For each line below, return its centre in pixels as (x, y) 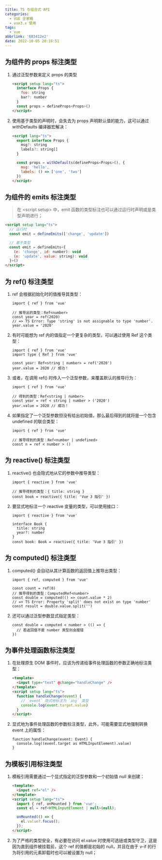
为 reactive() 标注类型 (37, 461)
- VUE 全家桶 (21, 18)
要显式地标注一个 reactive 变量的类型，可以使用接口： (66, 506)
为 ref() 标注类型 (29, 282)
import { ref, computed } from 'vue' (50, 580)
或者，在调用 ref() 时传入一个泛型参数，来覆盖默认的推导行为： (75, 378)
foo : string (33, 93)
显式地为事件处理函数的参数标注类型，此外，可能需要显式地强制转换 (80, 724)
